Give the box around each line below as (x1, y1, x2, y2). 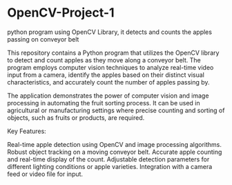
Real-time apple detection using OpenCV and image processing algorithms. (7, 140, 222, 148)
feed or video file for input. (7, 170, 84, 178)
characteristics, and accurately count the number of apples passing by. (7, 78, 210, 86)
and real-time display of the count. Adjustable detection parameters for (7, 155, 210, 164)
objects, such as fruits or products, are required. (7, 113, 145, 122)
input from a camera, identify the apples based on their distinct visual (7, 71, 205, 79)
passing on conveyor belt (7, 35, 79, 43)
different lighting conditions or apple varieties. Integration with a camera (7, 162, 213, 170)
